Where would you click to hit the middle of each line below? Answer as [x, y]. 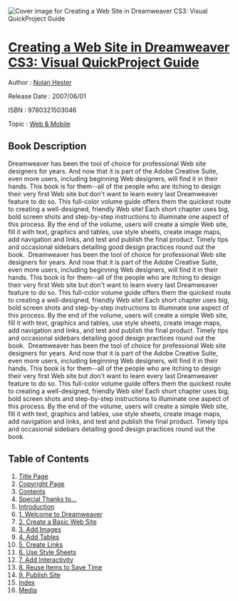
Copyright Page [41, 484]
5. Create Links [41, 544]
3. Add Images [40, 529]
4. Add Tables [39, 537]
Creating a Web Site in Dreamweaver [119, 47]
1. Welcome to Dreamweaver [60, 514]
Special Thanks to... [47, 499]
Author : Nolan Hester [40, 82]
